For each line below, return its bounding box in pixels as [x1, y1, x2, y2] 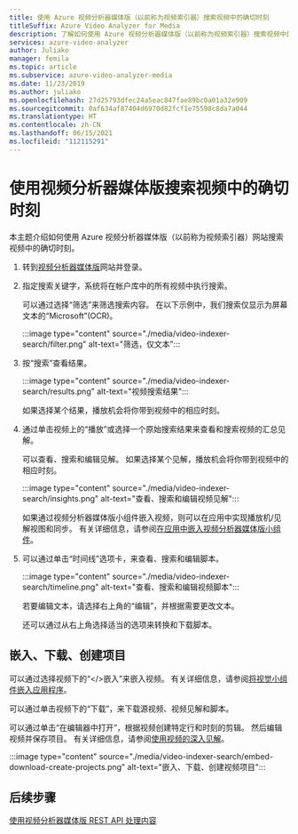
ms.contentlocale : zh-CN [9, 121, 101, 130]
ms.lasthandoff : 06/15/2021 [9, 129, 114, 138]
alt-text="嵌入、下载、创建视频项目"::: [127, 761, 266, 772]
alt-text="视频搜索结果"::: [96, 386, 189, 397]
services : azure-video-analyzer [9, 37, 129, 47]
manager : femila [9, 54, 69, 63]
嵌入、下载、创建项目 [9, 648, 126, 663]
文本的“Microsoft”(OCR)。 [21, 310, 118, 321]
